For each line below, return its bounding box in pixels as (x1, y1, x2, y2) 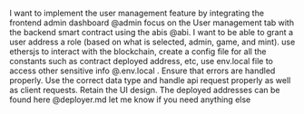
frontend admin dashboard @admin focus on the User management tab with (9, 17, 295, 28)
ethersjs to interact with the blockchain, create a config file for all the (9, 46, 267, 57)
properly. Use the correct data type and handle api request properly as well (9, 75, 291, 85)
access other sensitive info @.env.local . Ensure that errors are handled (9, 65, 276, 76)
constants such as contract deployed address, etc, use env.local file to (9, 56, 274, 66)
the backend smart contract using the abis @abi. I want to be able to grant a (9, 27, 293, 37)
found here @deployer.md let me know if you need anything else (9, 94, 251, 105)
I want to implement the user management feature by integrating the (9, 8, 265, 18)
